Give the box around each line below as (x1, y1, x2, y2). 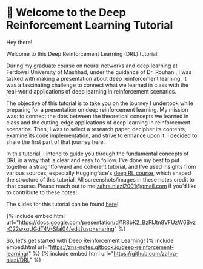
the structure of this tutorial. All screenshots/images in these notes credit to (6, 175, 195, 183)
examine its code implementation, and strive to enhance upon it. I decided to (6, 132, 198, 139)
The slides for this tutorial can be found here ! (6, 200, 119, 208)
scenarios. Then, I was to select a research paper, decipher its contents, (6, 125, 187, 132)
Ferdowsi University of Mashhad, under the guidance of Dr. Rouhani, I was (6, 68, 192, 75)
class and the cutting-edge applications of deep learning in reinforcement (6, 118, 191, 126)
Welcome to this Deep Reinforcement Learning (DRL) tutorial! (6, 50, 159, 57)
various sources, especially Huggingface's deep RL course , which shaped (6, 169, 191, 177)
